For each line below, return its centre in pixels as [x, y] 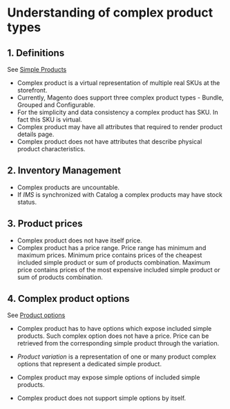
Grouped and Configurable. [56, 105]
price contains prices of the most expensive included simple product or [119, 269]
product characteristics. [51, 149]
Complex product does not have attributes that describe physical [109, 142]
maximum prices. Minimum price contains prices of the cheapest [109, 255]
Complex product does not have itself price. [80, 240]
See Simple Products [37, 69]
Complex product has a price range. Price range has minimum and [112, 247]
